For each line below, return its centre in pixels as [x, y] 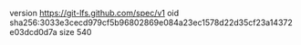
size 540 [75, 32]
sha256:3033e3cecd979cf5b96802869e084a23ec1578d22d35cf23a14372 [151, 22]
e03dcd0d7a [33, 32]
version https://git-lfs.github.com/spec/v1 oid [94, 13]
